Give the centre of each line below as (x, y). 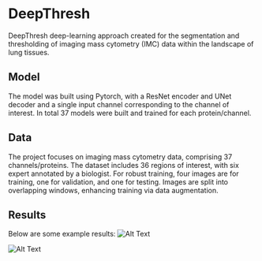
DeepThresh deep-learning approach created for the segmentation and (124, 35)
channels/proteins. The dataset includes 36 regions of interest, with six (124, 165)
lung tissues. (29, 52)
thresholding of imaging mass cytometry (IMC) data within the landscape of (131, 43)
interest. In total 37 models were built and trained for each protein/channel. (130, 113)
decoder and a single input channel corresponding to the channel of (119, 104)
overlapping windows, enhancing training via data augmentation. (113, 190)
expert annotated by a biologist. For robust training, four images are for (124, 173)
